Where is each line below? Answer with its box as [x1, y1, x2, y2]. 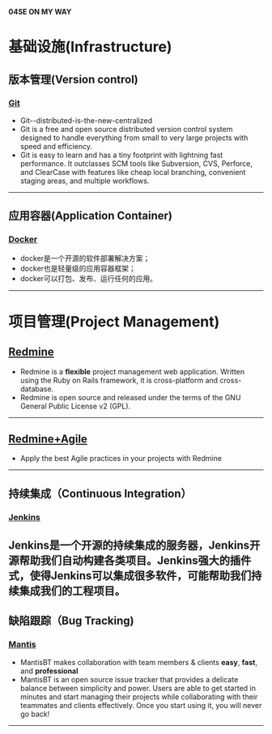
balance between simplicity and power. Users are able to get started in [19, 683, 257, 693]
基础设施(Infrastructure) [8, 38, 172, 56]
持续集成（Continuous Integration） [8, 486, 192, 501]
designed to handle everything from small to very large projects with [19, 133, 249, 143]
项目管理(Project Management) [8, 312, 220, 331]
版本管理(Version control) [8, 72, 139, 86]
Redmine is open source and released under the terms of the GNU [19, 392, 241, 402]
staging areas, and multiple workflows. [19, 176, 150, 186]
